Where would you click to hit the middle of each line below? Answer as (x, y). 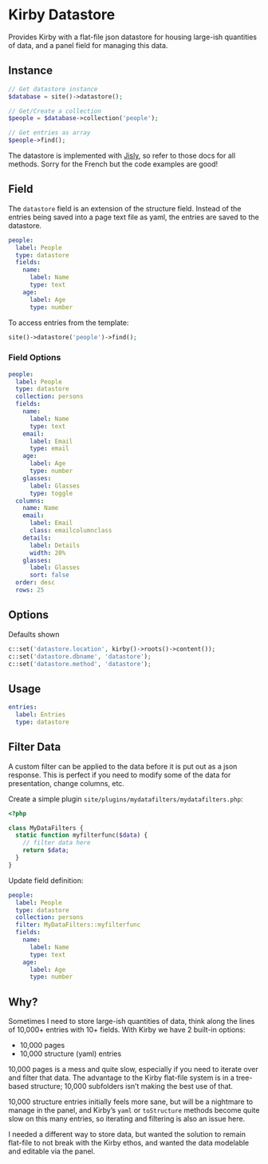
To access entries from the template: (69, 323)
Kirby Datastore (62, 15)
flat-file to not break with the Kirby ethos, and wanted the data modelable (129, 1143)
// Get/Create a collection (55, 111)
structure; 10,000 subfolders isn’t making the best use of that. (132, 1086)
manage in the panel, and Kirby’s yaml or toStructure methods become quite (134, 1110)
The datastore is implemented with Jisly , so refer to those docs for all (122, 155)
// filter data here (57, 843)
